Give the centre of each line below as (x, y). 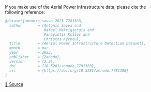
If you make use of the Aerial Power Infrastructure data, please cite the (75, 7)
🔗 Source (14, 84)
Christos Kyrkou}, (62, 39)
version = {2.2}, (32, 61)
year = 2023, (31, 53)
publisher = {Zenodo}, (36, 57)
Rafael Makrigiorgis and (69, 30)
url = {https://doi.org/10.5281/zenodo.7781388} (69, 70)
